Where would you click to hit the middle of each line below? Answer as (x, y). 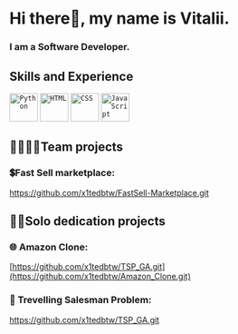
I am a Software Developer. (70, 47)
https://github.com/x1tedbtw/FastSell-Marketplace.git (109, 192)
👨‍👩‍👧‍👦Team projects (67, 147)
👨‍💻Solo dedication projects (87, 221)
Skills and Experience (71, 76)
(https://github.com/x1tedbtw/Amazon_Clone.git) (100, 277)
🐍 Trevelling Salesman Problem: (81, 300)
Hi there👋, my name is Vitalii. (119, 19)
